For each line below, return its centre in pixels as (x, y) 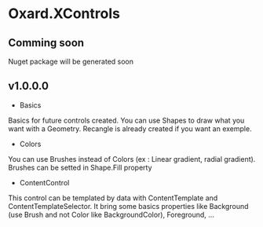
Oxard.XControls (64, 14)
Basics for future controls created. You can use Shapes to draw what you (126, 120)
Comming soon (46, 43)
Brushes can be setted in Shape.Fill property (80, 167)
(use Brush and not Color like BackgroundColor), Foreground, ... (111, 214)
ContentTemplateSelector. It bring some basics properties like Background (128, 206)
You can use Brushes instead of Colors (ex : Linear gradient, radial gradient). (132, 159)
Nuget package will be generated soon (71, 61)
